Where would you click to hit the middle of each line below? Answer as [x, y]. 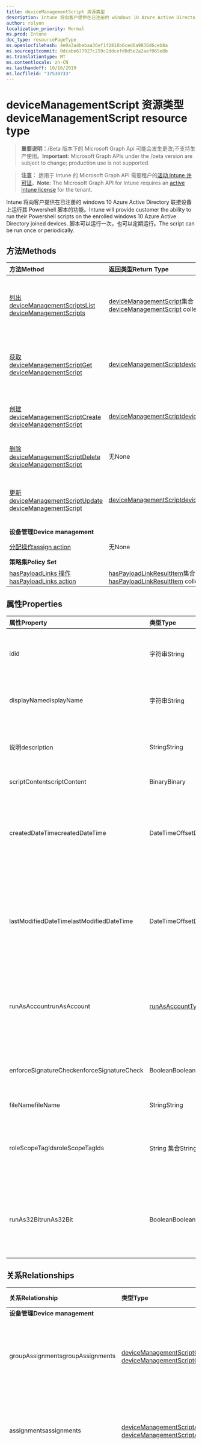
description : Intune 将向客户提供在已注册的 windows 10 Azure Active [90, 17]
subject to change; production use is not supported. [85, 163]
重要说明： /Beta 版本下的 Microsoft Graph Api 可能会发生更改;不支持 [106, 149]
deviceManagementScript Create [55, 417]
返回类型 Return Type [139, 269]
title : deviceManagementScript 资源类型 [56, 12]
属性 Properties [34, 604]
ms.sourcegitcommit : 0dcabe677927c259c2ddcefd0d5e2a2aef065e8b [87, 51]
